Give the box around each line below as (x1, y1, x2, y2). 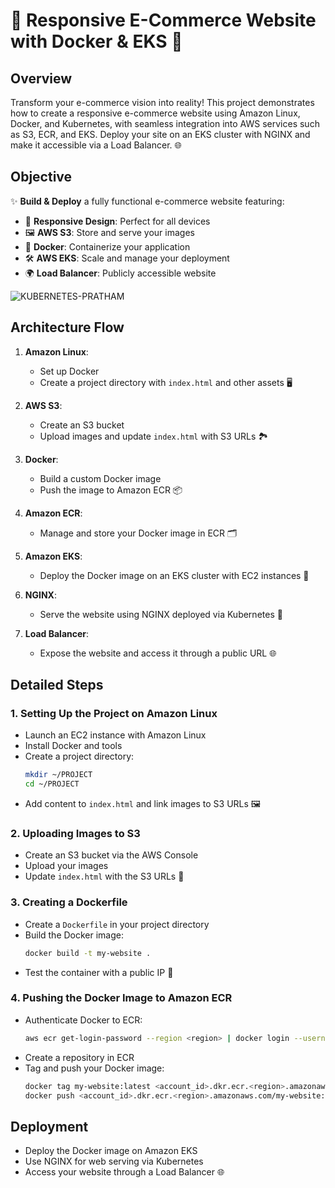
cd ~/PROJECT (24, 779, 80, 789)
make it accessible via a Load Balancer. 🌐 (10, 139, 182, 151)
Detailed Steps (10, 677, 104, 694)
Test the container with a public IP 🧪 (24, 966, 174, 978)
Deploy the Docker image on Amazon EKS (24, 1145, 198, 1157)
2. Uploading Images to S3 (10, 826, 141, 840)
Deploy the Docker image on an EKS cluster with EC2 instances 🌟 (39, 569, 310, 581)
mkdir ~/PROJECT (24, 770, 93, 780)
